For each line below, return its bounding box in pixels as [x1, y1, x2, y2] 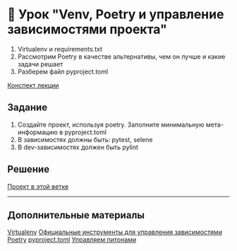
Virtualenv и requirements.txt [17, 45, 102, 53]
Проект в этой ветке [7, 182, 69, 190]
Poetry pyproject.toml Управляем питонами [7, 235, 137, 244]
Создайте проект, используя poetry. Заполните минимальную [17, 120, 205, 129]
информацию [17, 127, 58, 136]
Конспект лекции [7, 81, 59, 89]
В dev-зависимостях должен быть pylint [17, 143, 139, 151]
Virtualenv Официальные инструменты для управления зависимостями [7, 228, 222, 236]
